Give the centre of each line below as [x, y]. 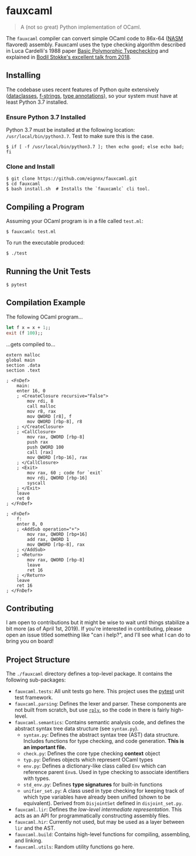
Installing [23, 75]
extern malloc [23, 355]
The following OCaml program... [44, 317]
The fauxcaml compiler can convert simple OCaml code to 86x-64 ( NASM [94, 38]
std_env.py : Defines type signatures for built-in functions [93, 785]
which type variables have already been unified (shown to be [97, 797]
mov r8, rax [42, 411]
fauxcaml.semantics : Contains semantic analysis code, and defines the [100, 723]
